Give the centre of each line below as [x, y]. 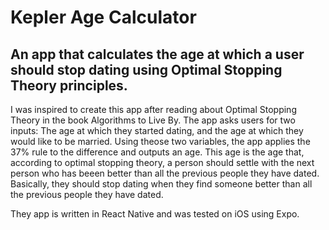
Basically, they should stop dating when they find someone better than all [161, 184]
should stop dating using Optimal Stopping [146, 69]
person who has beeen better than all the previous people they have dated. [165, 173]
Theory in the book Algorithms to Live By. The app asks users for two [153, 120]
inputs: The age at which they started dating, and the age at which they [157, 130]
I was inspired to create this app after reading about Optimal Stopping [153, 109]
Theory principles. [69, 85]
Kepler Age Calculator [103, 17]
